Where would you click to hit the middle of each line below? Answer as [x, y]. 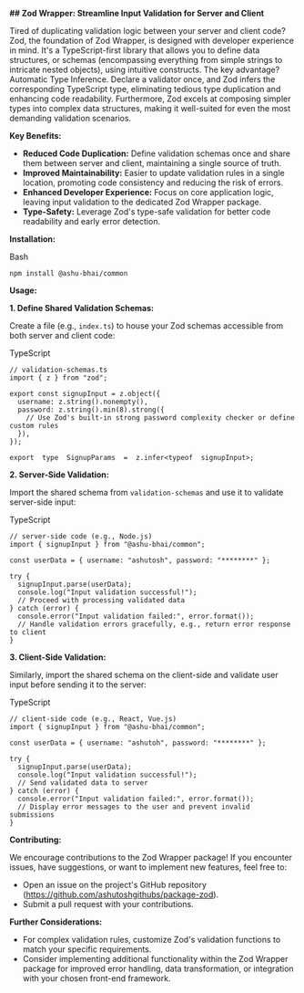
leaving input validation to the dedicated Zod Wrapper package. [142, 202]
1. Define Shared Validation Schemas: [82, 308]
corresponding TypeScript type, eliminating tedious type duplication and [145, 89]
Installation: [33, 239]
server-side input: [43, 502]
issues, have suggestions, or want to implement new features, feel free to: [148, 867]
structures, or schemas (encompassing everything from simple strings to [146, 60]
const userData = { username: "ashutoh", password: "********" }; [138, 743]
